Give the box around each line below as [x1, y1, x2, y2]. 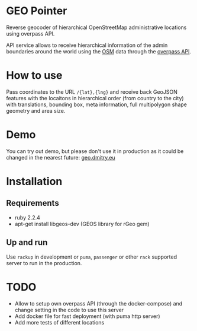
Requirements [6, 198, 59, 208]
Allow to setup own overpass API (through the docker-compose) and [14, 300, 183, 307]
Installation [6, 175, 63, 188]
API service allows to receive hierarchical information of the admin [6, 42, 168, 49]
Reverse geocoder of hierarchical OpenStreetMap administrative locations [6, 24, 187, 31]
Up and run [6, 237, 48, 247]
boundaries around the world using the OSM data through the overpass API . [6, 47, 191, 55]
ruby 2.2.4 [14, 214, 40, 221]
